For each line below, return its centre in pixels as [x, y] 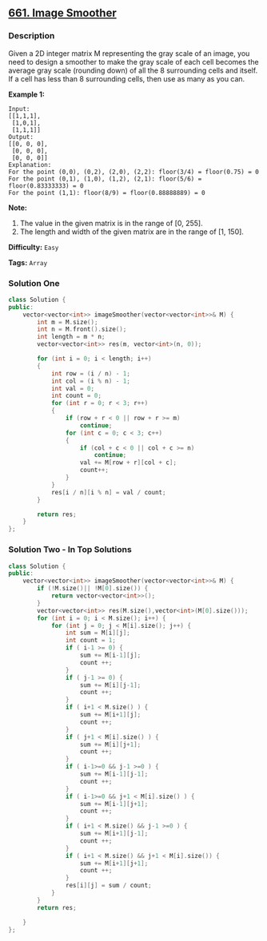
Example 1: [27, 94]
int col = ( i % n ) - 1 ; [90, 381]
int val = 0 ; [72, 388]
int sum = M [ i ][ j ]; [98, 633]
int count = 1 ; [90, 641]
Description [32, 36]
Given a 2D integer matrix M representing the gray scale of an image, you [129, 53]
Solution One [34, 283]
